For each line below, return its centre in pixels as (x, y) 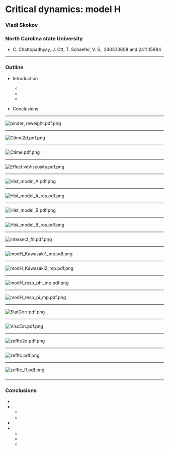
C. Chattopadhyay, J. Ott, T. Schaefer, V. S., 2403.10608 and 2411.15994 (87, 49)
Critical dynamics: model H (63, 9)
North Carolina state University (44, 39)
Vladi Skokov (22, 25)
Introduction (25, 78)
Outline (14, 68)
